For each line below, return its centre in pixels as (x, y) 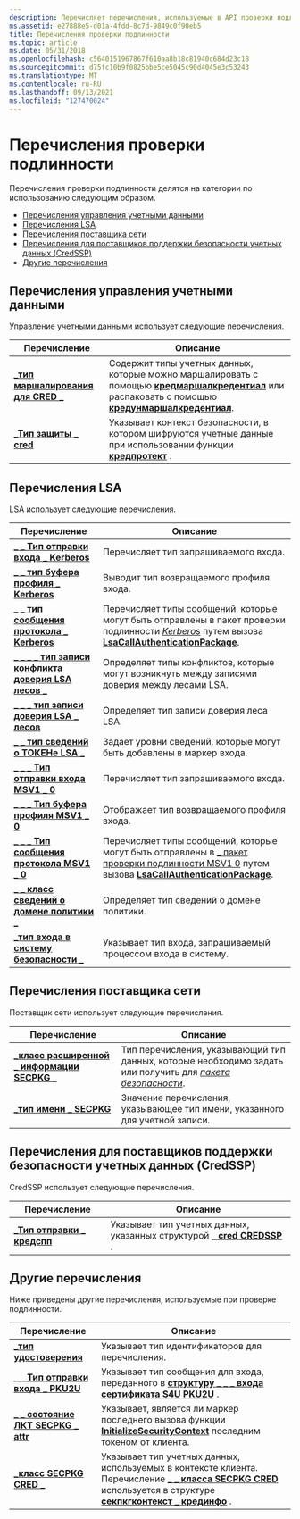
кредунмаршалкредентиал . (171, 408)
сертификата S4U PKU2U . (160, 1394)
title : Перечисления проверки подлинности (89, 34)
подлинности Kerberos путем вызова (183, 630)
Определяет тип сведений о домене (181, 900)
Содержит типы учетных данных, (181, 363)
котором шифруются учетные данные (191, 434)
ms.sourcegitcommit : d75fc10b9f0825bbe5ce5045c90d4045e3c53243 (129, 68)
